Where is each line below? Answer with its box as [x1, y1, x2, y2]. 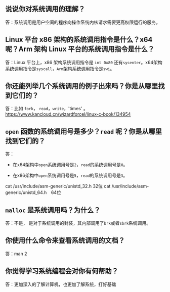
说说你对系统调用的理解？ [5, 5, 85, 14]
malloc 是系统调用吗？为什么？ [5, 206, 101, 214]
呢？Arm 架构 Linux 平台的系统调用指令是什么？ [5, 45, 155, 54]
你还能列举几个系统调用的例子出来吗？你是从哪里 [5, 82, 158, 90]
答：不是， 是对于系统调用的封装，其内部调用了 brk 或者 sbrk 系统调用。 [5, 220, 151, 226]
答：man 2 [5, 251, 27, 257]
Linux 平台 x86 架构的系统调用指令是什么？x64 [5, 35, 153, 44]
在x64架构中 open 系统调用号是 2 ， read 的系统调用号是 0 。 [12, 162, 128, 168]
